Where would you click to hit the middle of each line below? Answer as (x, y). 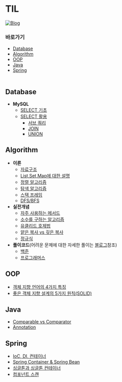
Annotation (24, 327)
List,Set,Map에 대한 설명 (45, 175)
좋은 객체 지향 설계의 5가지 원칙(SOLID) (52, 293)
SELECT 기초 (34, 110)
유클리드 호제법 (35, 225)
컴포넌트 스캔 (26, 374)
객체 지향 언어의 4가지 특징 (39, 287)
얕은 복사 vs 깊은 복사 (42, 232)
